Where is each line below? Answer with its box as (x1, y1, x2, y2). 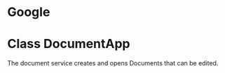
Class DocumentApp (7, 36, 130, 52)
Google (7, 4, 50, 20)
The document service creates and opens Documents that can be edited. (7, 59, 219, 67)
